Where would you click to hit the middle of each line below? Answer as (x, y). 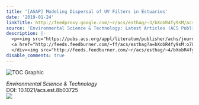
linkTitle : (20, 22)
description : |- (26, 34)
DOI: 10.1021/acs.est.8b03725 (42, 90)
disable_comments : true (36, 55)
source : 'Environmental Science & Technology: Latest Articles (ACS (92, 28)
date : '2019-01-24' (30, 17)
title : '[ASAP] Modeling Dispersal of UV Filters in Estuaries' (87, 12)
